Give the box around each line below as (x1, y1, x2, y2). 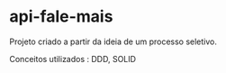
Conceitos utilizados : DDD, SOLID (9, 53, 137, 64)
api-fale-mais (9, 6, 113, 27)
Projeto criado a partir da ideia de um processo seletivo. (9, 36, 218, 47)
